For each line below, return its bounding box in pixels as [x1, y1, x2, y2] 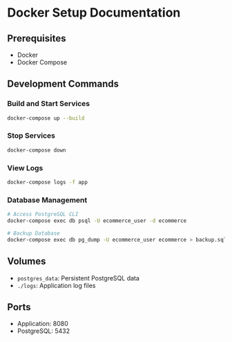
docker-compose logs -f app [7, 179, 88, 186]
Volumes [7, 255, 46, 267]
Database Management [7, 195, 88, 205]
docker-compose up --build [7, 114, 85, 122]
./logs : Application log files [17, 281, 96, 289]
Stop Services [7, 131, 55, 141]
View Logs [7, 163, 43, 172]
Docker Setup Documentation [7, 5, 181, 21]
